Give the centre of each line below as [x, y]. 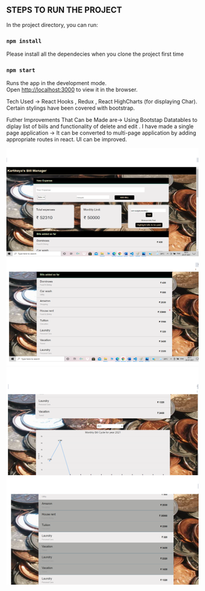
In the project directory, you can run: [52, 24]
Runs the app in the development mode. [56, 83]
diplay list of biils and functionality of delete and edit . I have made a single [100, 126]
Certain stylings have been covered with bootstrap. [71, 108]
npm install [24, 41]
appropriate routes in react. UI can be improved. [67, 140]
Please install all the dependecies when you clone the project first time [95, 54]
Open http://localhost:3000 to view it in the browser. [72, 90]
